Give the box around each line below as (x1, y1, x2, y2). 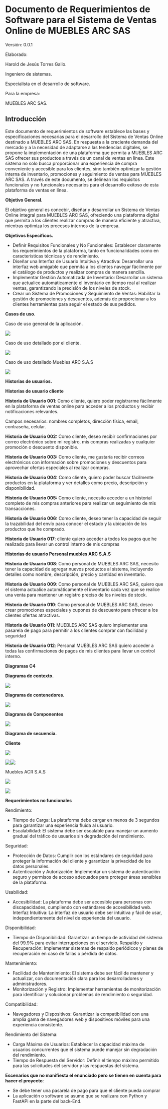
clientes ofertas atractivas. (5, 612, 60, 618)
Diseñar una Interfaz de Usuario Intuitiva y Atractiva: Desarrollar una (12, 258, 153, 264)
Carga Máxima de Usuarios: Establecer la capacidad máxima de (12, 1041, 144, 1047)
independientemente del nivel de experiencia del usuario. (12, 915, 131, 921)
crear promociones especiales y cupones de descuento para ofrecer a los (5, 607, 158, 613)
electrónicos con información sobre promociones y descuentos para (5, 459, 147, 465)
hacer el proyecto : (5, 1077, 44, 1084)
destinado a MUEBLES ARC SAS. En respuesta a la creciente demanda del (5, 139, 158, 145)
